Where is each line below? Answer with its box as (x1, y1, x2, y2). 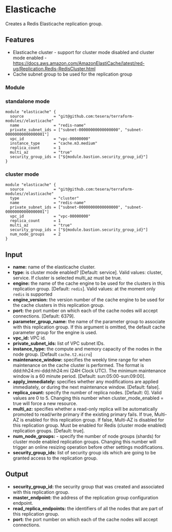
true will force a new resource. (12, 400, 78, 407)
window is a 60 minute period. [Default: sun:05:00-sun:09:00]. (12, 373, 146, 379)
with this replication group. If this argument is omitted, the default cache (12, 324, 166, 330)
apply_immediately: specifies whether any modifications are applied (12, 379, 159, 385)
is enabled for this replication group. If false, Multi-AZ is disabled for (20, 417, 164, 423)
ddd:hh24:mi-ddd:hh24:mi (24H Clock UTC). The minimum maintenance (12, 368, 166, 374)
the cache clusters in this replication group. (12, 302, 105, 308)
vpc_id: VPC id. (12, 335, 46, 341)
